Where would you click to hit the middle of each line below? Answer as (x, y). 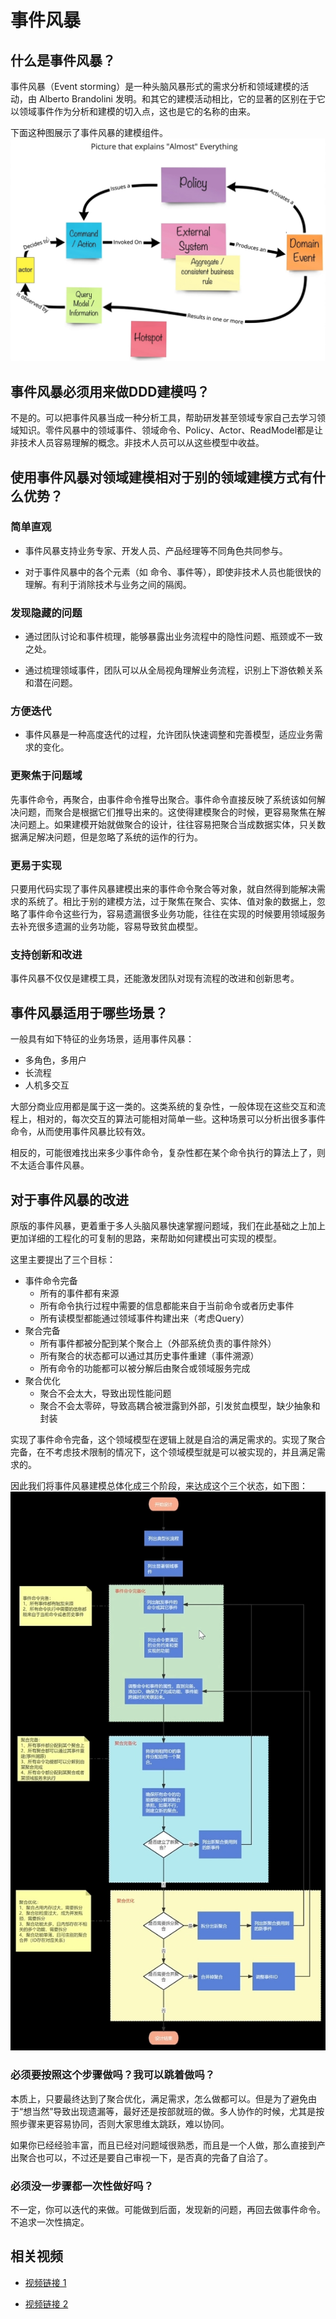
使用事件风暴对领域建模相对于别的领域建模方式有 (161, 477)
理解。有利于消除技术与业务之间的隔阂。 (108, 584)
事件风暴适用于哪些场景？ (89, 1012)
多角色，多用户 (55, 1060)
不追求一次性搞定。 (50, 2222)
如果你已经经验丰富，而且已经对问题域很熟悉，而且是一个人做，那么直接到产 (168, 2145)
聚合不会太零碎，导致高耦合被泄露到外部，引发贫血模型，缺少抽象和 (180, 1405)
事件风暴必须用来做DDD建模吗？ (110, 391)
